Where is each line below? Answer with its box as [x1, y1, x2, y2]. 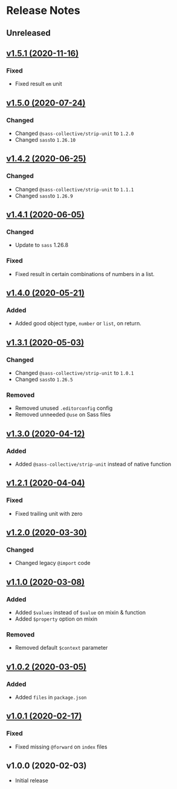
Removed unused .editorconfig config [14, 404, 113, 412]
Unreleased [6, 28, 51, 38]
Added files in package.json [14, 694, 87, 701]
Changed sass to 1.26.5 [14, 376, 74, 383]
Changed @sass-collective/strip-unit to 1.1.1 [14, 185, 134, 193]
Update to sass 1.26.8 [14, 242, 68, 249]
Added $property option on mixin [14, 615, 98, 622]
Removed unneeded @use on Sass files [14, 411, 111, 418]
